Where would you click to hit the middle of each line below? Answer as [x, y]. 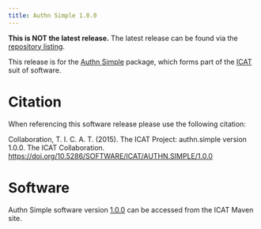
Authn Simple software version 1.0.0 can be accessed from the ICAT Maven [131, 209]
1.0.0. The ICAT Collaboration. [57, 148]
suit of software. [35, 70]
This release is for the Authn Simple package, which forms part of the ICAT [130, 62]
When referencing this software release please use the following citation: [127, 124]
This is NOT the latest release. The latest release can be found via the [123, 38]
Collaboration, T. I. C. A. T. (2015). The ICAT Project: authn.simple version [128, 139]
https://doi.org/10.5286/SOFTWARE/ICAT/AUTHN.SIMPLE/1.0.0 [111, 156]
